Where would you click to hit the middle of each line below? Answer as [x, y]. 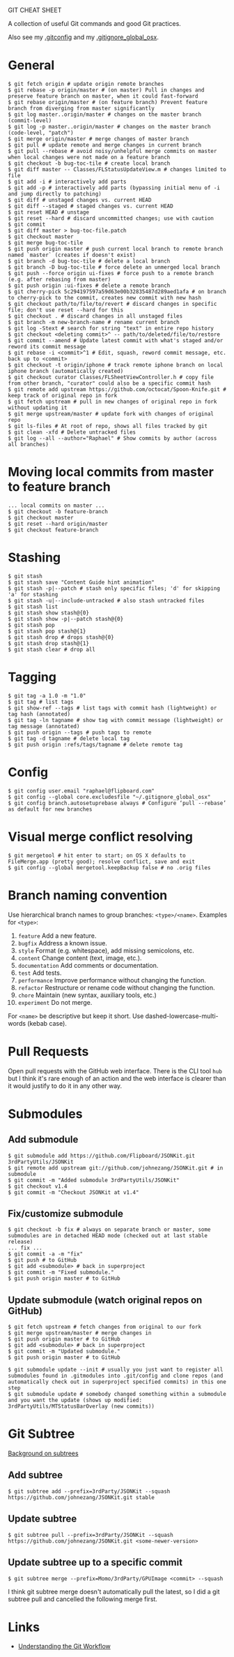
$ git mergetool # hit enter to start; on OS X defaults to [97, 855]
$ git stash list [33, 607]
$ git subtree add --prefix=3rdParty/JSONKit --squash [89, 1491]
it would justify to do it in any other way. [65, 1086]
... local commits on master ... [56, 506]
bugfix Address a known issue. [62, 943]
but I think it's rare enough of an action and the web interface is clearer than [117, 1078]
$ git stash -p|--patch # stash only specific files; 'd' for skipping [114, 588]
